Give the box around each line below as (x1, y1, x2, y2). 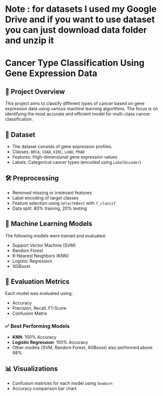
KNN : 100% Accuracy (12, 334, 56, 340)
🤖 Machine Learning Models (5, 220, 92, 228)
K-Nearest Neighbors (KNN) (12, 253, 69, 259)
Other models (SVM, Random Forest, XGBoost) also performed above (12, 344, 153, 350)
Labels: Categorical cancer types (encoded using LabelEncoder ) (12, 159, 141, 165)
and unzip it (5, 35, 54, 46)
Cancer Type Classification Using (5, 58, 145, 68)
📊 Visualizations (5, 364, 58, 373)
